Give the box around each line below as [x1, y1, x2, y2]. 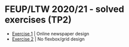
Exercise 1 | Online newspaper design [11, 30, 89, 36]
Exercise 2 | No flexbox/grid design [11, 36, 85, 42]
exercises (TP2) [4, 14, 72, 25]
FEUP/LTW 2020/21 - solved [4, 3, 124, 15]
